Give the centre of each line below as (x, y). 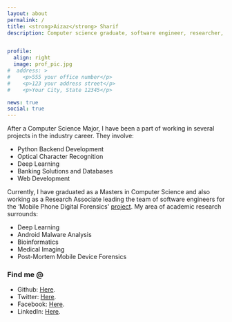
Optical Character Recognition (60, 157)
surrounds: (23, 214)
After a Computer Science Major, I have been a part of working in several (111, 129)
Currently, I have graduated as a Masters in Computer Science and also (109, 192)
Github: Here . (36, 290)
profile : (20, 51)
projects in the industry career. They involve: (71, 136)
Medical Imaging (41, 249)
